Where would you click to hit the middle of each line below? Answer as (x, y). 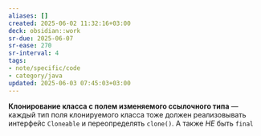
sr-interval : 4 (34, 53)
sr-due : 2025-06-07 (41, 38)
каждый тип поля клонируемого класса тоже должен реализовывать (127, 114)
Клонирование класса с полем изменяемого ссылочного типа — (123, 106)
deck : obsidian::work (45, 31)
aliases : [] (28, 16)
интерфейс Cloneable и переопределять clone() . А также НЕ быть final (131, 123)
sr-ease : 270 (30, 46)
